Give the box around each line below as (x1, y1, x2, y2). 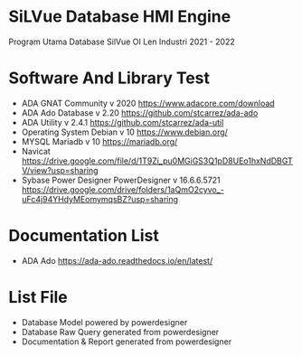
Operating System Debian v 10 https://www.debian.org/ (21, 126, 228, 137)
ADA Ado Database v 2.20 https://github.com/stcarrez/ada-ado (21, 107, 259, 118)
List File (8, 287, 69, 307)
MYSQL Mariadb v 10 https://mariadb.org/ (21, 136, 178, 146)
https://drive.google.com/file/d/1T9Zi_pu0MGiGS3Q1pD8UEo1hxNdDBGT (21, 155, 293, 166)
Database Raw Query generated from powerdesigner (21, 326, 220, 337)
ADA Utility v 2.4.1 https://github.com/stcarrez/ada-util (21, 117, 224, 127)
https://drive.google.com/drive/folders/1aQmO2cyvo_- (21, 183, 225, 195)
